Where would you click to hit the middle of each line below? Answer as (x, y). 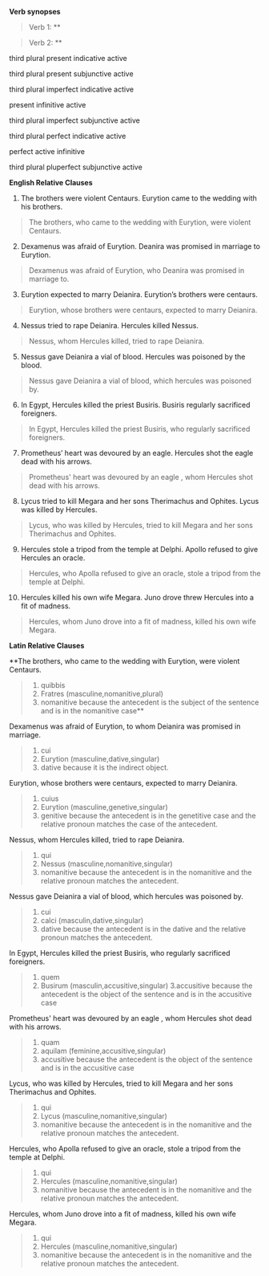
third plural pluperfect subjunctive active (76, 167)
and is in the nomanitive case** (92, 711)
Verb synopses (35, 12)
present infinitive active (48, 105)
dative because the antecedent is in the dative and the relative (143, 929)
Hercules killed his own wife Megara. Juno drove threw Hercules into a (137, 597)
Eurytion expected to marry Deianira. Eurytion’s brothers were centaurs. (139, 295)
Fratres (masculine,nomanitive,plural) (102, 694)
